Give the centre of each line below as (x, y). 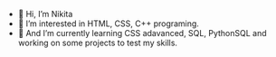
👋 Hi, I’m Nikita (45, 14)
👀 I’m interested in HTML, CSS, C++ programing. (108, 24)
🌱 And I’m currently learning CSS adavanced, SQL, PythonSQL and (142, 33)
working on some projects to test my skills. (98, 43)
